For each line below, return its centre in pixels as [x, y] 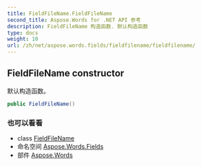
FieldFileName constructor [66, 73]
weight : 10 [23, 39]
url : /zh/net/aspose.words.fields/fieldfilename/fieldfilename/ [101, 45]
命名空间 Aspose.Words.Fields [60, 146]
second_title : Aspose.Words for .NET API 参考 [74, 20]
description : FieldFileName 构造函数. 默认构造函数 [78, 26]
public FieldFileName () [41, 104]
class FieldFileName [46, 138]
